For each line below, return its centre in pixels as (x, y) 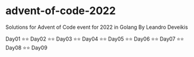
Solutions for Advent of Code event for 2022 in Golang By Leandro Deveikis (97, 27)
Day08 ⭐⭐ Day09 (26, 48)
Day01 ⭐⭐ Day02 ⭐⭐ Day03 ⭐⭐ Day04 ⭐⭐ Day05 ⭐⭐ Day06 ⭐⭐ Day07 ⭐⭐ (95, 39)
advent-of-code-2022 (61, 11)
